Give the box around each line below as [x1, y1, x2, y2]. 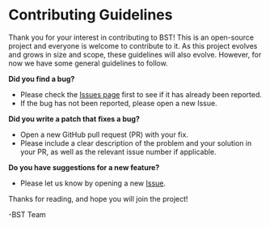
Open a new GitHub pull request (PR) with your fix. [19, 130, 188, 139]
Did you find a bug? [8, 74, 75, 83]
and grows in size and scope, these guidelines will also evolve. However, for [8, 49, 262, 59]
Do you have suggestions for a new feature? [8, 162, 160, 172]
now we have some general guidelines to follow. [8, 58, 168, 68]
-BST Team [8, 209, 46, 220]
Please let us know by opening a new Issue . [19, 178, 167, 188]
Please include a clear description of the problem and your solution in [19, 138, 252, 147]
